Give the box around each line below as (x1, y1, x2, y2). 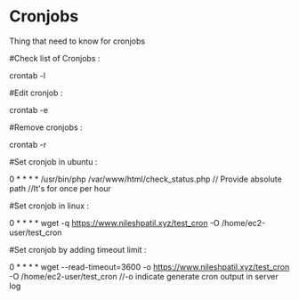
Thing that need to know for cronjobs (9, 36, 145, 46)
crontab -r (9, 139, 47, 150)
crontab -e (9, 104, 49, 115)
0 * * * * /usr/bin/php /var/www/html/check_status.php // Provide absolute (9, 174, 282, 184)
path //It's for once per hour (9, 182, 111, 193)
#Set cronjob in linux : (9, 200, 90, 211)
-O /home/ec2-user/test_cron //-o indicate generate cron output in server (9, 271, 279, 281)
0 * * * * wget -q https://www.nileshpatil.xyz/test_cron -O (9, 217, 220, 228)
